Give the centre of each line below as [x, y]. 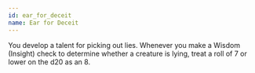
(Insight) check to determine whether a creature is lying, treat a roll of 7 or [127, 53]
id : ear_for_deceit [40, 15]
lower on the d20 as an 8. [49, 62]
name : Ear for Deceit [44, 23]
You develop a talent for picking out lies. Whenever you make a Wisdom [124, 45]
